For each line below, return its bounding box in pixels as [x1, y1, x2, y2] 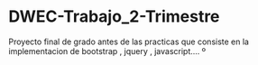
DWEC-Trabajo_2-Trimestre [8, 6, 220, 27]
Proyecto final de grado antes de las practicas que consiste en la [8, 36, 250, 47]
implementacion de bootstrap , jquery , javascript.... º [8, 45, 207, 56]
